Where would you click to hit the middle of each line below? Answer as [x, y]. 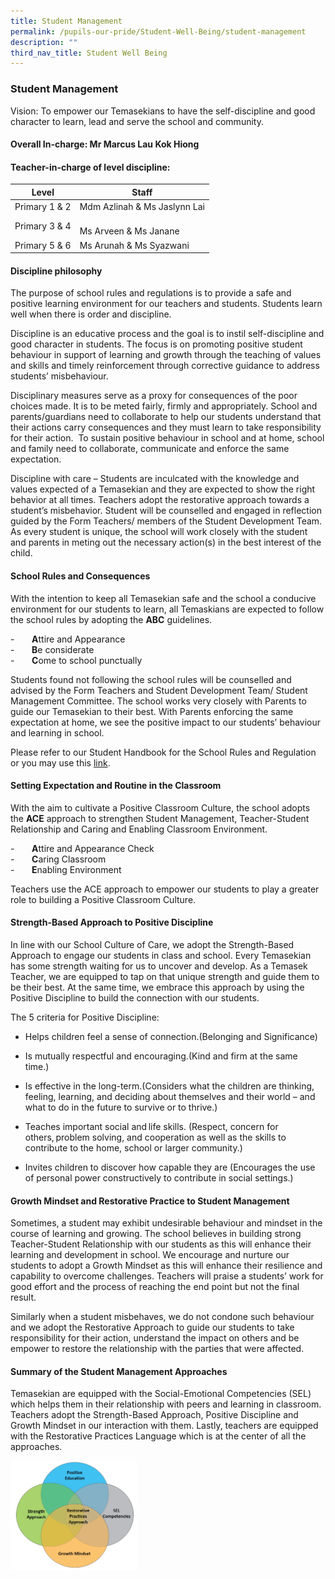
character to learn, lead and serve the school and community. [137, 121]
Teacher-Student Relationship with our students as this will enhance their [161, 1244]
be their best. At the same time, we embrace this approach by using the [157, 987]
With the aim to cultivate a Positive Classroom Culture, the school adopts [160, 807]
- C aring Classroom [58, 859]
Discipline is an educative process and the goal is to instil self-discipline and [167, 334]
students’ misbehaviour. [59, 376]
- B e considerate [52, 649]
